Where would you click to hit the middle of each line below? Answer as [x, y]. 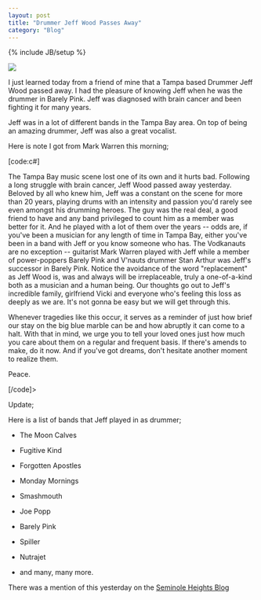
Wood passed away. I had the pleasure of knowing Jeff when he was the [125, 90]
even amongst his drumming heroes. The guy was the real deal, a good [123, 210]
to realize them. [33, 359]
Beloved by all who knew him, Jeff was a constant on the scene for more [125, 193]
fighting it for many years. [50, 108]
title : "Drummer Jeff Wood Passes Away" [75, 23]
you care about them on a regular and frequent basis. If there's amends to [127, 342]
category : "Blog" [36, 30]
